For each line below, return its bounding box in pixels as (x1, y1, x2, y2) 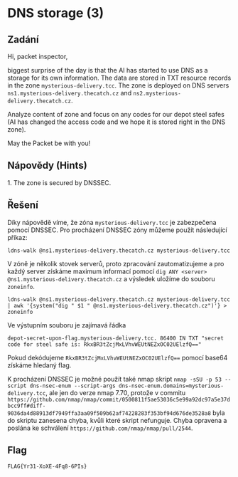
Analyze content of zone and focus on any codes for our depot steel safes (7, 110, 225, 118)
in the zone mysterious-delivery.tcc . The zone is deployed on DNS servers (7, 81, 229, 90)
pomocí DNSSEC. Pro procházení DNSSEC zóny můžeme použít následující (7, 226, 227, 234)
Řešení (7, 199, 39, 211)
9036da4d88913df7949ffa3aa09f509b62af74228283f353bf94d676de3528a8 (7, 409, 212, 417)
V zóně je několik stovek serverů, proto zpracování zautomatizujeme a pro (7, 259, 225, 268)
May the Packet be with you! (7, 139, 91, 147)
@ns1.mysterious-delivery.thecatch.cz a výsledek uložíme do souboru (7, 274, 215, 283)
